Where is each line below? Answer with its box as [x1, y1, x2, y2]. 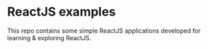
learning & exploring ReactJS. [7, 33, 92, 42]
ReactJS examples [7, 4, 116, 20]
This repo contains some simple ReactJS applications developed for [7, 27, 201, 35]
